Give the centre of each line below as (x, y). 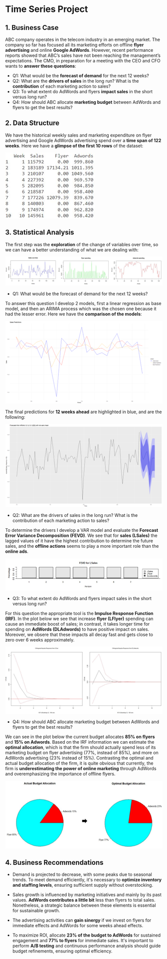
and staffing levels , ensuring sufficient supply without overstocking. (83, 885)
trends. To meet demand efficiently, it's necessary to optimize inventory (87, 879)
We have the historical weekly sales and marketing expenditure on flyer (79, 135)
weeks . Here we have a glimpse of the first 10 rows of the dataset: (74, 146)
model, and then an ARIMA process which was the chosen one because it (81, 309)
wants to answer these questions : (41, 66)
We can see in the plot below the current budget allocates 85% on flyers (80, 737)
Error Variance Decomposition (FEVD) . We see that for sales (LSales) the (82, 536)
